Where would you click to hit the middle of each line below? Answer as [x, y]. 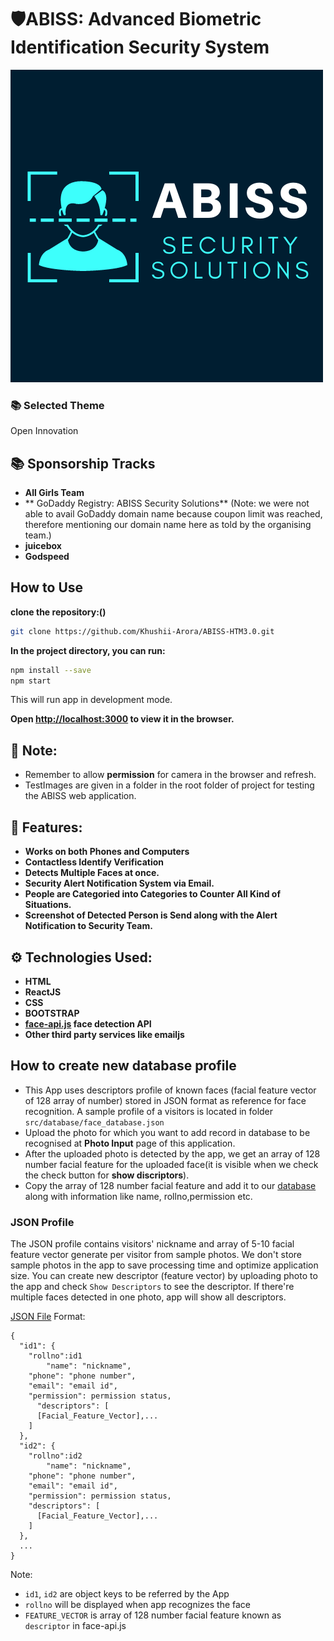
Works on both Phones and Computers [107, 852]
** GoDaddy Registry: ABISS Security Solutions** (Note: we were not [167, 503]
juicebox [43, 546]
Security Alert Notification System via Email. [119, 883]
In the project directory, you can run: [88, 650]
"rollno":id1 [55, 1356]
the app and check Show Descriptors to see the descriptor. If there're [152, 1287]
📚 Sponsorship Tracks [83, 463]
